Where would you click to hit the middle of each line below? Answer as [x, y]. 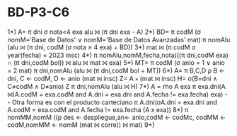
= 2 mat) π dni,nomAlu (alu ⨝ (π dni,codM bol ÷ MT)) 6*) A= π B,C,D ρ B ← [116, 70]
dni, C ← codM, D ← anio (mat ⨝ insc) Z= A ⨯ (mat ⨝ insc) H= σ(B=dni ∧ [112, 78]
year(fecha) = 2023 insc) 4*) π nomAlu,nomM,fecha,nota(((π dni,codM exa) [118, 55]
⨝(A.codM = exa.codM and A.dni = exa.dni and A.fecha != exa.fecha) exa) [115, 94]
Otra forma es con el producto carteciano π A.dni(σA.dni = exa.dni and [115, 102]
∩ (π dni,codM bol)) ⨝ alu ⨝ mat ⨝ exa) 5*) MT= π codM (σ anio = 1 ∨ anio [116, 62]
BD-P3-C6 [39, 12]
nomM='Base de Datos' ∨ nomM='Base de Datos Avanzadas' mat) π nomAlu [119, 39]
